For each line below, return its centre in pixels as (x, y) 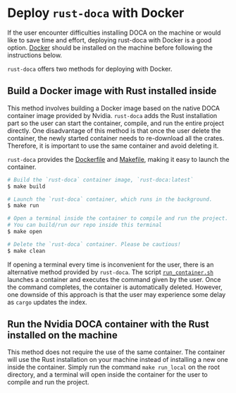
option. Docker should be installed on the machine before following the (110, 47)
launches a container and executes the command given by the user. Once (114, 279)
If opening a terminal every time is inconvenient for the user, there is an (111, 264)
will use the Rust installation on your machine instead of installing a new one (118, 360)
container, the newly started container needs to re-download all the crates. (116, 138)
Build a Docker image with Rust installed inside (112, 91)
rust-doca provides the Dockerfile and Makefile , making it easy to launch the (118, 159)
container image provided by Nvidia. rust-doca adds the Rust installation (112, 115)
